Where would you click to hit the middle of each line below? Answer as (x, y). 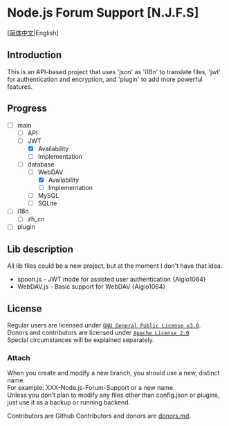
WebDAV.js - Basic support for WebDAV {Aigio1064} (91, 287)
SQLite (47, 203)
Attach (19, 357)
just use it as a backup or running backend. (69, 402)
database (41, 164)
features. (20, 86)
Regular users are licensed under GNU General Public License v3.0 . (104, 325)
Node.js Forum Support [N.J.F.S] (103, 13)
